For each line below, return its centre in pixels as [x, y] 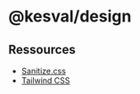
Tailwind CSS [45, 81]
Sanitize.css [43, 71]
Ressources [42, 50]
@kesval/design [70, 17]
